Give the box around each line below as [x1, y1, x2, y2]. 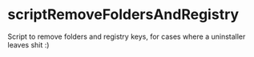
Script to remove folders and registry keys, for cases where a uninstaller [7, 32, 246, 41]
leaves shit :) [7, 40, 50, 49]
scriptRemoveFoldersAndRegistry [7, 6, 240, 24]
